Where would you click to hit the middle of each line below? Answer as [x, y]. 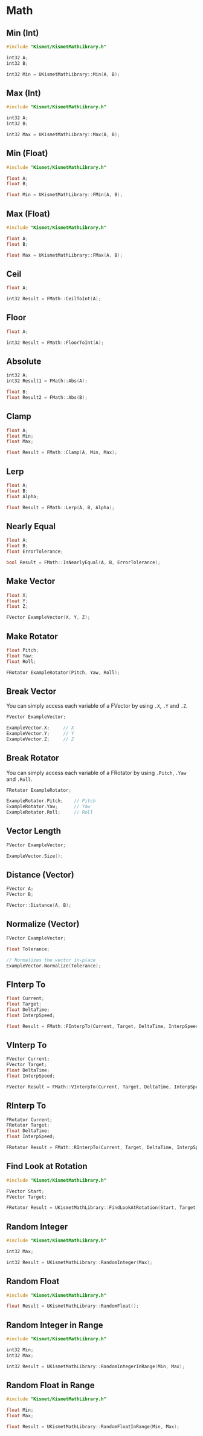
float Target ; [24, 1004]
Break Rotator [33, 758]
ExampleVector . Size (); [35, 856]
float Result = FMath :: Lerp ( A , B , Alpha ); [60, 507]
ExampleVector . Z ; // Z [40, 739]
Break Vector [31, 691]
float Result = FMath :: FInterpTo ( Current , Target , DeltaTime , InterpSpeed [102, 1026]
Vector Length [34, 831]
